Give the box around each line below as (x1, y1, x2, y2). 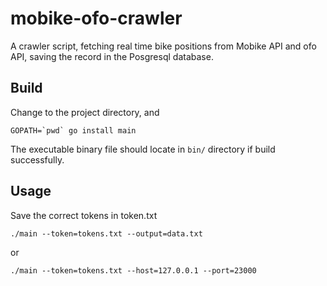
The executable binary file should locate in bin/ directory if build (10, 143, 276, 155)
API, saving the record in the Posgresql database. (10, 50, 214, 62)
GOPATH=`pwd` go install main (10, 125, 137, 136)
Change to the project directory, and (10, 106, 160, 118)
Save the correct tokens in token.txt (10, 209, 158, 221)
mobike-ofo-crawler (10, 7, 183, 30)
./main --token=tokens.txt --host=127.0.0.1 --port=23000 (10, 265, 257, 276)
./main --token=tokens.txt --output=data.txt (10, 228, 203, 239)
